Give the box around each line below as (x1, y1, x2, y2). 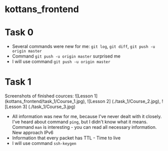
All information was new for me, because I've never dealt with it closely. (12, 114, 162, 120)
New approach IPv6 (12, 130, 54, 136)
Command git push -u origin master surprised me (12, 53, 121, 59)
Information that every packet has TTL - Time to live (12, 135, 121, 141)
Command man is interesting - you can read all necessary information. (12, 124, 157, 130)
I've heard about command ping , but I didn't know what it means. (12, 119, 148, 125)
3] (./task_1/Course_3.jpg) (22, 104, 76, 110)
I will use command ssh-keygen (12, 140, 76, 146)
